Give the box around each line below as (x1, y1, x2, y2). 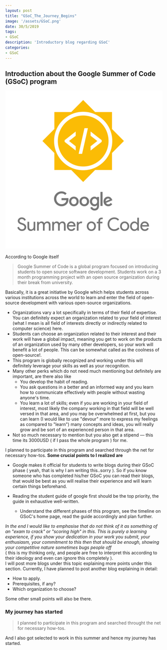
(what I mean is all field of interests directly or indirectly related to (12, 320, 148, 326)
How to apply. (12, 575, 41, 581)
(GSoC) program (5, 78, 57, 86)
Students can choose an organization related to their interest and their (12, 331, 157, 337)
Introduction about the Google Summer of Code (5, 70, 156, 78)
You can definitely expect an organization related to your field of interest (12, 315, 161, 321)
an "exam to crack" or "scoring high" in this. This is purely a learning (5, 529, 147, 535)
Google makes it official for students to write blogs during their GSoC (12, 462, 155, 468)
